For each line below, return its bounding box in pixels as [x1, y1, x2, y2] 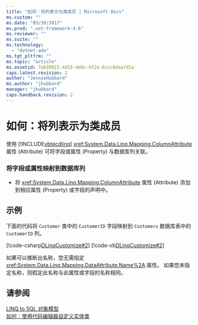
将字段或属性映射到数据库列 [6, 164, 86, 172]
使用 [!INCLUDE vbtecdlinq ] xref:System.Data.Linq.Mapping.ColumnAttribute [6, 140, 192, 147]
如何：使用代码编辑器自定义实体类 [6, 312, 90, 320]
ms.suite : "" [6, 36, 39, 42]
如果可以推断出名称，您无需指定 [6, 254, 84, 261]
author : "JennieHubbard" [6, 75, 68, 81]
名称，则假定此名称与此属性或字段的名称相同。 [11, 269, 126, 276]
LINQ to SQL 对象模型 [6, 305, 59, 312]
